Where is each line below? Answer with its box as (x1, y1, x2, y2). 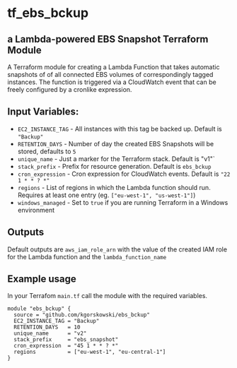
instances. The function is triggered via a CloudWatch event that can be (7, 78, 217, 86)
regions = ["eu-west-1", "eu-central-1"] (13, 348, 166, 356)
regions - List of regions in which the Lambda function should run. (17, 183, 211, 191)
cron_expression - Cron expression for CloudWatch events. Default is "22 (17, 170, 231, 178)
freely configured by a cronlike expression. (7, 85, 132, 93)
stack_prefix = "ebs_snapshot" (13, 336, 119, 343)
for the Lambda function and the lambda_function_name (7, 252, 167, 261)
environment (17, 206, 55, 214)
